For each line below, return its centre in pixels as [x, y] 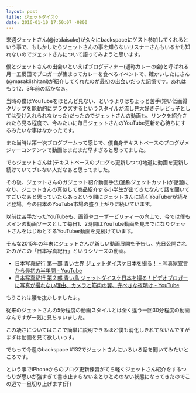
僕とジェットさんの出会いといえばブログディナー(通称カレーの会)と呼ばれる [97, 67]
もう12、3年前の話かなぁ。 [39, 89]
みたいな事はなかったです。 [44, 130]
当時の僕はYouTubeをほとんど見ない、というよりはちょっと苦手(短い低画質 [97, 101]
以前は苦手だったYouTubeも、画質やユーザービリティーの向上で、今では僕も [98, 216]
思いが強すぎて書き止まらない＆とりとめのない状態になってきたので [103, 377]
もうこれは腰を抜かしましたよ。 [44, 298]
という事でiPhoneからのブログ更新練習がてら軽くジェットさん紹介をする [94, 370]
